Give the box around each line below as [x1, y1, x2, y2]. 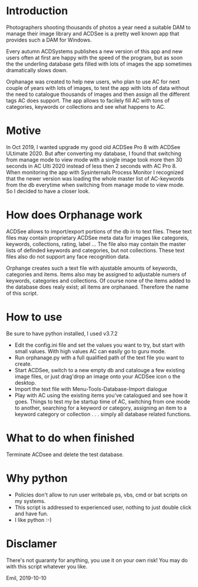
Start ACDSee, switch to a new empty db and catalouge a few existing [14, 366, 185, 373]
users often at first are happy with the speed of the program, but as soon [6, 54, 183, 61]
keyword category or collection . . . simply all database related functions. [14, 410, 192, 418]
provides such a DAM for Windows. [6, 36, 93, 43]
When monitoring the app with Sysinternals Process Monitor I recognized [6, 169, 184, 176]
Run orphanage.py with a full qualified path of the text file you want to [14, 354, 184, 361]
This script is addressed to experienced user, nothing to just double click [14, 504, 192, 511]
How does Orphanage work [6, 208, 143, 222]
